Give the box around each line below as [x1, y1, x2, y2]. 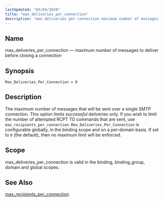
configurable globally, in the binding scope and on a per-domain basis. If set [5, 127, 159, 133]
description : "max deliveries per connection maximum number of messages [5, 16, 159, 21]
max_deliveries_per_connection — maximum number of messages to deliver [5, 47, 159, 53]
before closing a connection [5, 52, 62, 59]
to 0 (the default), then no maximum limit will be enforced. [5, 132, 121, 137]
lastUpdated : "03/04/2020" [5, 7, 60, 12]
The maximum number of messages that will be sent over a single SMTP [5, 106, 151, 112]
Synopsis [5, 67, 34, 75]
